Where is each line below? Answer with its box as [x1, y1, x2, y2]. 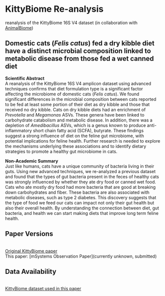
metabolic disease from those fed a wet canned [5, 55, 154, 63]
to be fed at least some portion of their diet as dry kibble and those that [5, 101, 150, 107]
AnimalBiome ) [5, 25, 33, 30]
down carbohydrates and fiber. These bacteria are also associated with [5, 189, 150, 195]
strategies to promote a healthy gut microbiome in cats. [5, 148, 118, 154]
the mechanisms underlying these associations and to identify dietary [5, 143, 146, 149]
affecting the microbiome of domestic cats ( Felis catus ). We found [5, 91, 139, 97]
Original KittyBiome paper [5, 248, 58, 254]
